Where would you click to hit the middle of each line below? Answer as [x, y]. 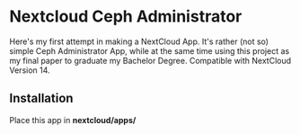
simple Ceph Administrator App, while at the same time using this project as [150, 50]
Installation [41, 98]
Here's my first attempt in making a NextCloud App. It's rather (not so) [139, 41]
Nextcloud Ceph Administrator [126, 17]
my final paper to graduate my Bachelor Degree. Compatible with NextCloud [150, 60]
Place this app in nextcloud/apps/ [73, 120]
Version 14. [30, 70]
